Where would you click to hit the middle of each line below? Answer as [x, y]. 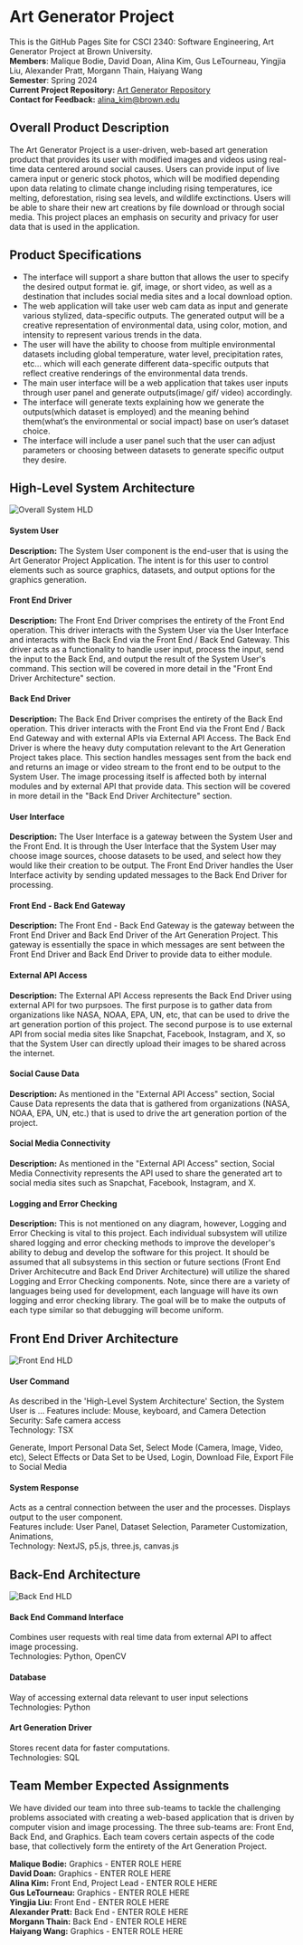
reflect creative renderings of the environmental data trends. [135, 373]
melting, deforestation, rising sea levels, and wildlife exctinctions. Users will [150, 197]
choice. [37, 431]
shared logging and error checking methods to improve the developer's [142, 1243]
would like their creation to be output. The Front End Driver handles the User [151, 865]
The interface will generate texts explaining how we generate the [143, 402]
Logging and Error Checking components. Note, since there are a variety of [150, 1282]
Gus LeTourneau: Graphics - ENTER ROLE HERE [99, 1893]
